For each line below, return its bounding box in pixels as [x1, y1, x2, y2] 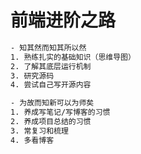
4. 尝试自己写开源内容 [10, 80, 92, 90]
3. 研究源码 [10, 71, 55, 81]
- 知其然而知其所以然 [10, 42, 87, 53]
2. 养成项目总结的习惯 [10, 117, 92, 127]
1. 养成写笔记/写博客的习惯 [10, 107, 111, 118]
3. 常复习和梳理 [10, 126, 69, 136]
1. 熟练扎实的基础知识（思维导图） [10, 52, 136, 62]
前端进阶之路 [10, 9, 117, 32]
